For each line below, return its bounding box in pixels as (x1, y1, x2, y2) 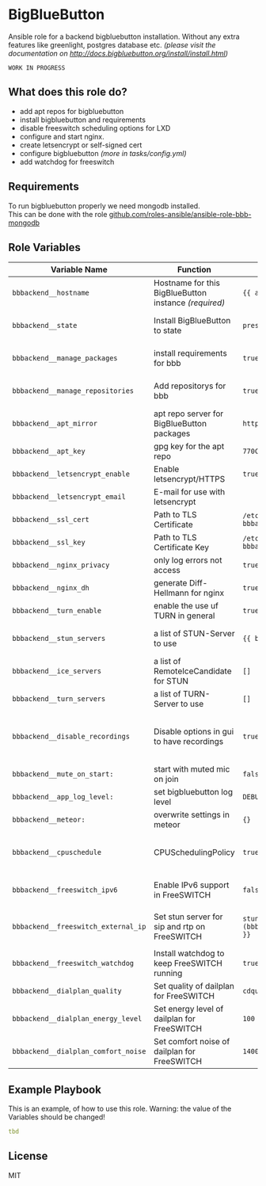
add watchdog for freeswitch (19, 157, 115, 166)
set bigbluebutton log (154, 787, 234, 798)
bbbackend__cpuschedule (12, 848, 102, 857)
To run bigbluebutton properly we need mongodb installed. (8, 200, 200, 211)
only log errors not (154, 555, 222, 566)
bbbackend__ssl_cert (12, 515, 89, 524)
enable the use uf (154, 601, 219, 612)
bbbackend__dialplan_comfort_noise (12, 1047, 146, 1056)
